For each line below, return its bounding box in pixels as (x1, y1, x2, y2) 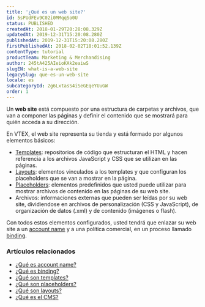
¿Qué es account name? (15, 261, 76, 268)
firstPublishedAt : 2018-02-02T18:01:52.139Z (6, 43, 122, 50)
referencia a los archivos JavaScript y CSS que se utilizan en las (15, 155, 177, 162)
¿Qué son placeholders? (15, 281, 76, 288)
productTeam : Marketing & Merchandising (6, 54, 111, 61)
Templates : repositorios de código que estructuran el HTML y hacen (15, 148, 188, 156)
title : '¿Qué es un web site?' (6, 9, 86, 15)
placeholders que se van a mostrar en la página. (15, 174, 137, 182)
